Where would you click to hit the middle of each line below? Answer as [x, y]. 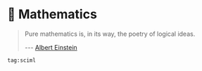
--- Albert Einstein [51, 47]
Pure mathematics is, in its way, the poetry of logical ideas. [110, 34]
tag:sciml [22, 60]
